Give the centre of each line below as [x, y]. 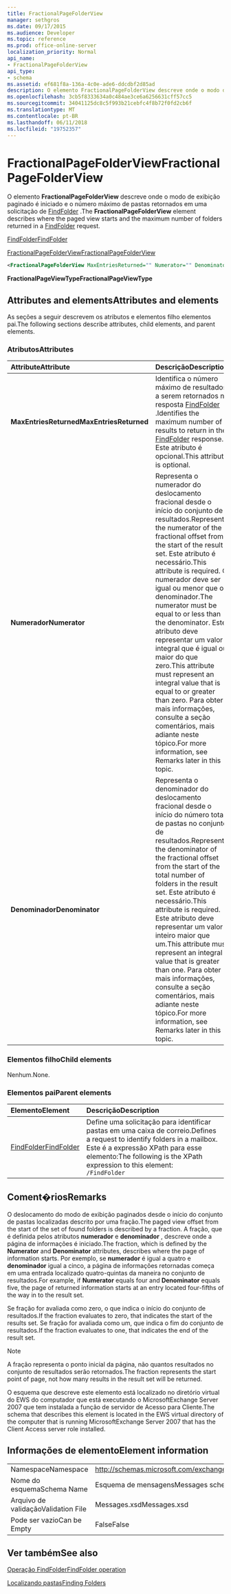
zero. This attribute [185, 666]
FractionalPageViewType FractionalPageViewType [80, 279]
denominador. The [184, 597]
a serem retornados [187, 396]
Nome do [25, 1480]
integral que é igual [186, 649]
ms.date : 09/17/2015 [37, 26]
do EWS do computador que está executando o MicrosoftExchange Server [113, 1400]
